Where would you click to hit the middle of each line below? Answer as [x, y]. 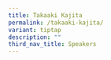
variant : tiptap [35, 30]
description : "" [35, 37]
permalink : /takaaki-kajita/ [56, 23]
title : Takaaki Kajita [45, 15]
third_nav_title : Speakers [52, 44]
